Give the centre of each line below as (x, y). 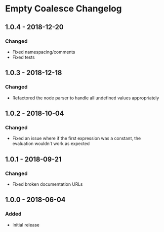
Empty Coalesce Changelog (63, 9)
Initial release (26, 225)
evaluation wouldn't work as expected (51, 144)
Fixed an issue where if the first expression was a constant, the (77, 138)
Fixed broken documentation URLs (47, 184)
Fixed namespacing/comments (44, 52)
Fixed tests (23, 57)
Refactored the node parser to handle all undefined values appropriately (86, 98)
